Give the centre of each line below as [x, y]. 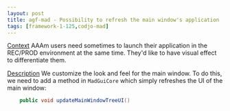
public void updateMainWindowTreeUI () [75, 101]
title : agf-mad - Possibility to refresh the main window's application [113, 20]
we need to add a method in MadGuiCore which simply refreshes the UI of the [115, 81]
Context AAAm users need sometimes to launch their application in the [107, 46]
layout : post [26, 13]
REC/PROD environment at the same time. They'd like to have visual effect [112, 53]
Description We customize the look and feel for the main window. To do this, [115, 73]
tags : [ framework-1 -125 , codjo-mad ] [58, 26]
